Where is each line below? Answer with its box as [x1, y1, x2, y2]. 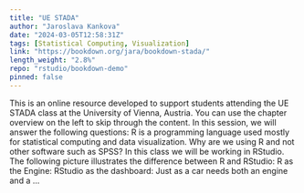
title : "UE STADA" [9, 13, 79, 23]
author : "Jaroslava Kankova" [9, 22, 121, 31]
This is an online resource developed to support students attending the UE [9, 97, 289, 108]
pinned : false [9, 73, 64, 82]
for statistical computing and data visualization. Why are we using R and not [9, 136, 295, 147]
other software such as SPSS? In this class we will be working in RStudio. [9, 146, 285, 157]
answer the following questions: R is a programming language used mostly [9, 127, 290, 137]
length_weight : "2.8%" [9, 56, 96, 65]
